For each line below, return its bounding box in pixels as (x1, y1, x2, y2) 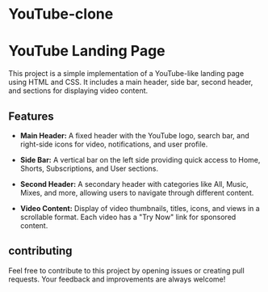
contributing (8, 244, 73, 258)
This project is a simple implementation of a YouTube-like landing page (8, 69, 245, 78)
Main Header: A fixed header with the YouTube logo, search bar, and (19, 130, 250, 140)
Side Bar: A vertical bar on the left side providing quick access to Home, (19, 154, 261, 164)
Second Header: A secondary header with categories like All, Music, (19, 179, 249, 188)
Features (8, 109, 54, 123)
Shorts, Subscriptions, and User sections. (19, 163, 159, 173)
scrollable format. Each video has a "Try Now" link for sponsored (19, 212, 237, 222)
